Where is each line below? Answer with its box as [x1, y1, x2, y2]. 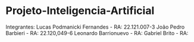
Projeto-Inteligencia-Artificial [5, 4, 155, 17]
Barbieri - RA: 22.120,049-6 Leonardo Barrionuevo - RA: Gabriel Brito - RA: [5, 29, 189, 36]
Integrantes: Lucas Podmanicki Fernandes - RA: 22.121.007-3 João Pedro [5, 23, 185, 30]
